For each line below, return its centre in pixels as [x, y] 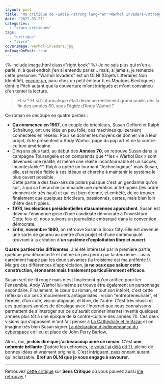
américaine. [40, 146]
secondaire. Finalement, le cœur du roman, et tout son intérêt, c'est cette [79, 290]
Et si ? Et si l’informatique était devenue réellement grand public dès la [88, 100]
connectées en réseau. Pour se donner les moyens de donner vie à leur [84, 135]
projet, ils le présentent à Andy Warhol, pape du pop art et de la [76, 140]
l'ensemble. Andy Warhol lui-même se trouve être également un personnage [82, 285]
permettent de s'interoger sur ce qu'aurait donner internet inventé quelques [82, 311]
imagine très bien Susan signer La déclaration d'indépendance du [72, 326]
